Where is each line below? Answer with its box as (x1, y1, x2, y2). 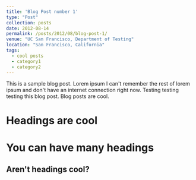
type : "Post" (6, 14, 39, 20)
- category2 (11, 64, 42, 70)
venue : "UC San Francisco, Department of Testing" (6, 36, 134, 42)
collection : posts (6, 20, 52, 26)
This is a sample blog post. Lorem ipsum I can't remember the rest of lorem (6, 80, 190, 87)
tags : (6, 48, 20, 53)
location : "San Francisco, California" (6, 42, 105, 48)
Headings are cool (6, 113, 98, 127)
